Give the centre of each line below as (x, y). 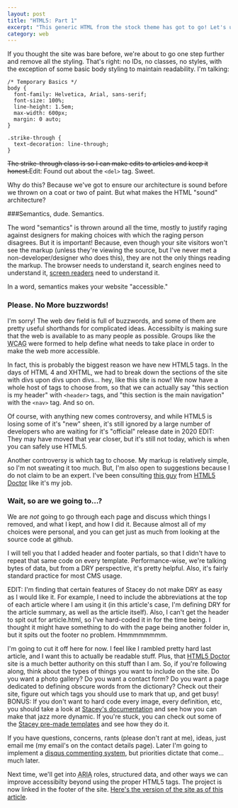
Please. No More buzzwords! (58, 305)
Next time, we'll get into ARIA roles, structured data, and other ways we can (118, 774)
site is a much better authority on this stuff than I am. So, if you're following (117, 663)
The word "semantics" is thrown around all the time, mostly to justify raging (118, 227)
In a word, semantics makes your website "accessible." (88, 287)
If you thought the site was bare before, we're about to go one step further (116, 54)
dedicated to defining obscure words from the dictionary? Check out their (115, 686)
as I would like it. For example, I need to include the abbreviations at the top (118, 597)
